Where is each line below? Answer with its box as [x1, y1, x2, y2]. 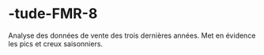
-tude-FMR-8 [8, 5, 98, 23]
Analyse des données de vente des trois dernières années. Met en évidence [8, 31, 256, 40]
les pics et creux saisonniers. [8, 38, 104, 48]
